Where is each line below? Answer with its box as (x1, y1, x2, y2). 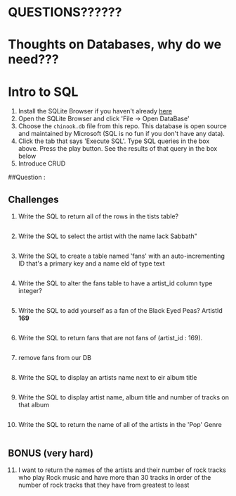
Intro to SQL (8, 84, 79, 99)
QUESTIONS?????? (8, 4, 122, 20)
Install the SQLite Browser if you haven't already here (18, 107, 173, 116)
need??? (8, 51, 59, 68)
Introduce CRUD (18, 159, 66, 168)
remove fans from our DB (18, 354, 92, 362)
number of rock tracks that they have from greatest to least (18, 480, 190, 489)
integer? (18, 287, 43, 295)
